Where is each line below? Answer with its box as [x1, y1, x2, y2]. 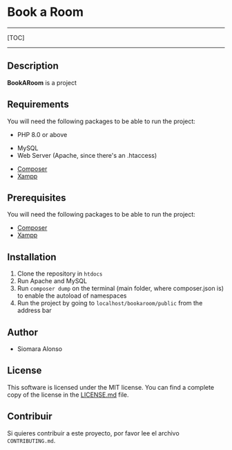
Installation [7, 251, 57, 263]
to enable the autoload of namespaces [17, 291, 127, 300]
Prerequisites [7, 192, 66, 204]
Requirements [7, 98, 69, 111]
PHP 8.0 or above [17, 130, 68, 138]
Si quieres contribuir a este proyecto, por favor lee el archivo [7, 429, 180, 437]
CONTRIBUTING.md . [7, 436, 56, 444]
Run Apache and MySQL [17, 277, 88, 285]
